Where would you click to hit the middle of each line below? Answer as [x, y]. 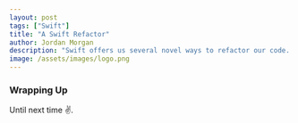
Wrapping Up [39, 90]
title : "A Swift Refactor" [60, 34]
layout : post [34, 17]
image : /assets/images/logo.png [69, 59]
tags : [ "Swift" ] [39, 26]
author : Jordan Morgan [51, 42]
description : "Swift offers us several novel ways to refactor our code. [150, 51]
